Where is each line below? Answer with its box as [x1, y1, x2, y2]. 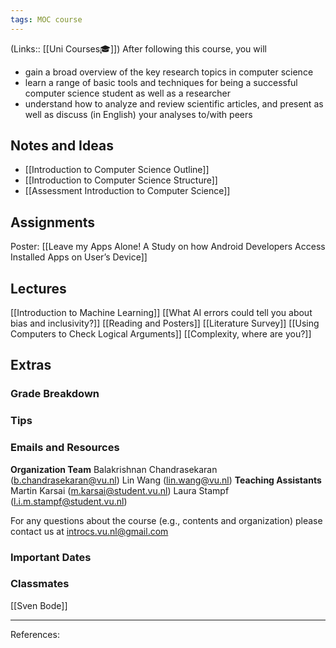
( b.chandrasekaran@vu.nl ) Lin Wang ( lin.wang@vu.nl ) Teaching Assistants [10, 474, 322, 486]
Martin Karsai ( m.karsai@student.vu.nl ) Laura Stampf [10, 484, 230, 496]
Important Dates [10, 550, 92, 564]
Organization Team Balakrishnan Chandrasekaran [10, 463, 218, 475]
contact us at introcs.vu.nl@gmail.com [10, 525, 169, 537]
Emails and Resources [10, 441, 120, 455]
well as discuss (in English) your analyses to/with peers [24, 108, 253, 120]
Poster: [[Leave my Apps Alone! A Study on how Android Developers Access [10, 241, 326, 253]
